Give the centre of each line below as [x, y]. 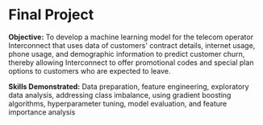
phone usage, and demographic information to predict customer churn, [127, 54]
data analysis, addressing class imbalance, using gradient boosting [120, 95]
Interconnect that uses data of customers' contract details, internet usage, [132, 45]
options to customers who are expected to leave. [90, 71]
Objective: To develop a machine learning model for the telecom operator [131, 37]
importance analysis [42, 112]
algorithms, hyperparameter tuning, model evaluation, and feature [118, 103]
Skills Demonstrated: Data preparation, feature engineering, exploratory [129, 87]
